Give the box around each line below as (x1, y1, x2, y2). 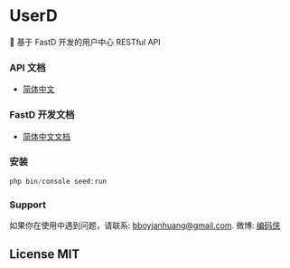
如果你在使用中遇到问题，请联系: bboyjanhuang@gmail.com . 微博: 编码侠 (9, 220, 281, 231)
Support (9, 198, 47, 211)
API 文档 (9, 61, 46, 73)
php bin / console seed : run (9, 177, 107, 186)
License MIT (9, 246, 80, 263)
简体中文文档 (22, 130, 70, 141)
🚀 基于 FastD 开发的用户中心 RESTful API (9, 36, 161, 47)
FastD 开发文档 (9, 109, 75, 121)
